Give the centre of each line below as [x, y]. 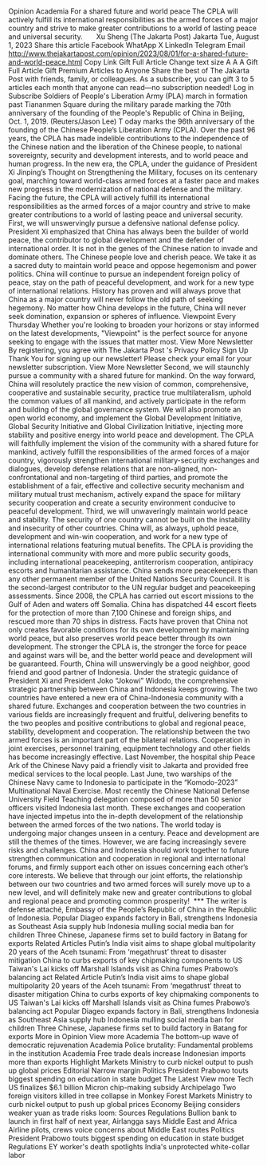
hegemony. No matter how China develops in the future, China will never [127, 308]
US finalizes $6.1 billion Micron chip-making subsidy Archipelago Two [122, 1088]
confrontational [33, 478]
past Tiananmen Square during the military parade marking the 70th [120, 104]
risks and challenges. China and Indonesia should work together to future [129, 850]
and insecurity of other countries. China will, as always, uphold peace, [124, 528]
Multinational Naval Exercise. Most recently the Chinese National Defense [129, 791]
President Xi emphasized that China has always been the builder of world [128, 232]
